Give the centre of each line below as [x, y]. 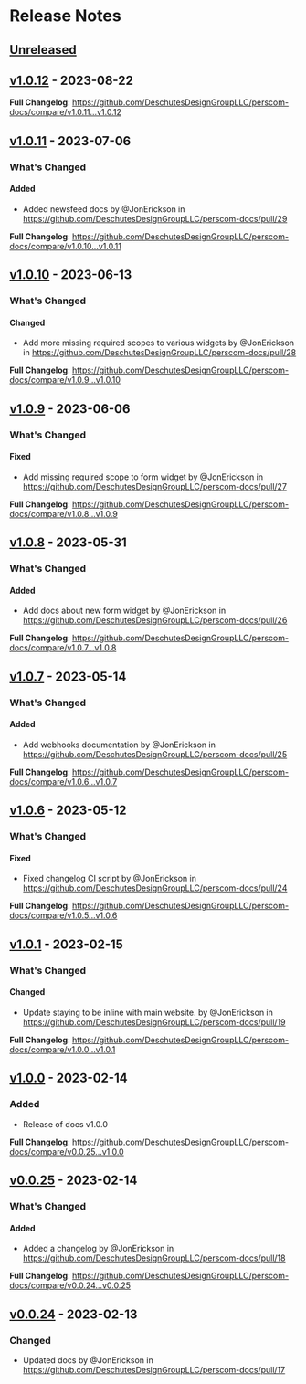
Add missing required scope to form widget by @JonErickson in [142, 477]
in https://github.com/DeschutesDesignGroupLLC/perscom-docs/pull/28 [159, 353]
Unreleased [43, 50]
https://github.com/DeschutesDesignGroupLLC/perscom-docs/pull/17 [154, 1369]
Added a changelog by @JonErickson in [98, 1249]
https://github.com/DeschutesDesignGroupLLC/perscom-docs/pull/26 [155, 620]
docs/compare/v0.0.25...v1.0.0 [67, 1151]
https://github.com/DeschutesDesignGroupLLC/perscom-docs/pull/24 [155, 888]
